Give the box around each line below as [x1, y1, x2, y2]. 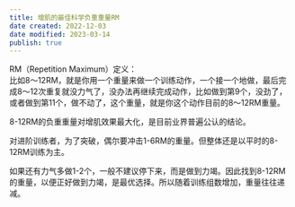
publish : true [9, 38, 63, 47]
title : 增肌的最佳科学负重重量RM [9, 13, 120, 22]
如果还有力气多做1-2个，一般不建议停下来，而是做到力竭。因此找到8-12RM [9, 166, 286, 177]
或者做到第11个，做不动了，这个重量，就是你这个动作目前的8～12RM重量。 [9, 98, 285, 108]
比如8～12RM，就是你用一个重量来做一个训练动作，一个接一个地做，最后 [9, 75, 279, 86]
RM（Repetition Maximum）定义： [9, 64, 138, 74]
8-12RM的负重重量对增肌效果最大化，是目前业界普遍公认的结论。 [9, 116, 251, 127]
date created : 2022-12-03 [9, 22, 106, 30]
